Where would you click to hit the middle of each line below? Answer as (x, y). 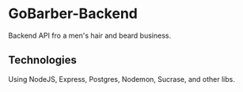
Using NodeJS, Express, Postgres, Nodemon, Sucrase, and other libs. (121, 79)
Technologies (43, 60)
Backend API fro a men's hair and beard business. (90, 35)
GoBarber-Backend (73, 14)
